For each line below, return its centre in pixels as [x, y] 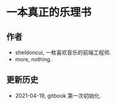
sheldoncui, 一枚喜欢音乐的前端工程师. [63, 52]
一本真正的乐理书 [49, 12]
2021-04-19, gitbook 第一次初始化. [58, 95]
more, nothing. [33, 59]
